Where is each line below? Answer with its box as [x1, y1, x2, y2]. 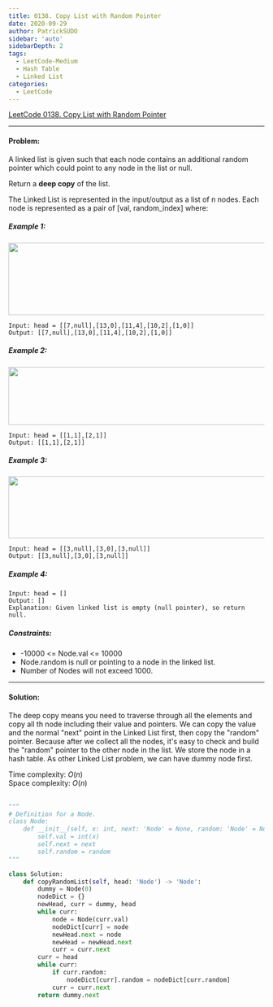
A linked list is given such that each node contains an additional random [8, 154, 249, 163]
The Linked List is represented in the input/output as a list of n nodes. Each [8, 194, 259, 204]
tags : [8, 50, 27, 58]
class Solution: [8, 870, 63, 878]
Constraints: [8, 628, 52, 639]
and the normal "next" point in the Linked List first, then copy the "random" [8, 727, 260, 737]
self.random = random [37, 848, 111, 856]
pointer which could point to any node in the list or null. [8, 163, 193, 172]
